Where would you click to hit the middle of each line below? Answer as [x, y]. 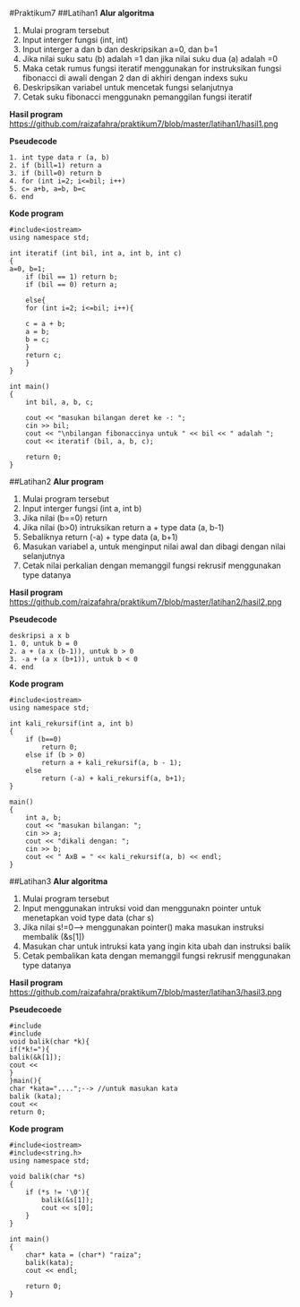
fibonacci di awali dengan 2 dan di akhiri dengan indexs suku [135, 78]
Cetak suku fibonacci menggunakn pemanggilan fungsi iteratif [137, 97]
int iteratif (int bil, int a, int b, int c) [95, 254]
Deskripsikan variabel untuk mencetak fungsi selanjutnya [128, 87]
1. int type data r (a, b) [60, 158]
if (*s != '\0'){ [58, 1192]
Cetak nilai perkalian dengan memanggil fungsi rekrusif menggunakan [152, 565]
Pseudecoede [36, 1010]
